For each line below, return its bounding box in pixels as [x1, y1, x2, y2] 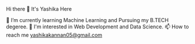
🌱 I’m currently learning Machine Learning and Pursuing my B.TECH [6, 17, 169, 23]
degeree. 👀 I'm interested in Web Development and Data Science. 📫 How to [6, 23, 189, 30]
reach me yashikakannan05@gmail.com [6, 32, 103, 38]
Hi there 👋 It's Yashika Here [6, 6, 72, 12]
